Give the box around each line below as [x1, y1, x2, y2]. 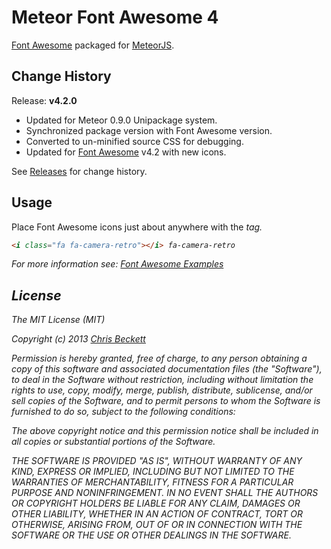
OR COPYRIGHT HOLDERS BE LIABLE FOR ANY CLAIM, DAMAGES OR [11, 497, 301, 510]
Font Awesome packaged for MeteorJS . [11, 39, 175, 51]
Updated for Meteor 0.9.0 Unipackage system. [25, 114, 218, 126]
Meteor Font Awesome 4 [11, 6, 219, 29]
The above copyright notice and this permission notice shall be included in [11, 425, 319, 437]
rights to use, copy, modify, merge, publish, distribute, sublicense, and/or [11, 384, 313, 396]
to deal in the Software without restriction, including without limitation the [11, 374, 314, 386]
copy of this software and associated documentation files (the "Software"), [11, 363, 323, 375]
